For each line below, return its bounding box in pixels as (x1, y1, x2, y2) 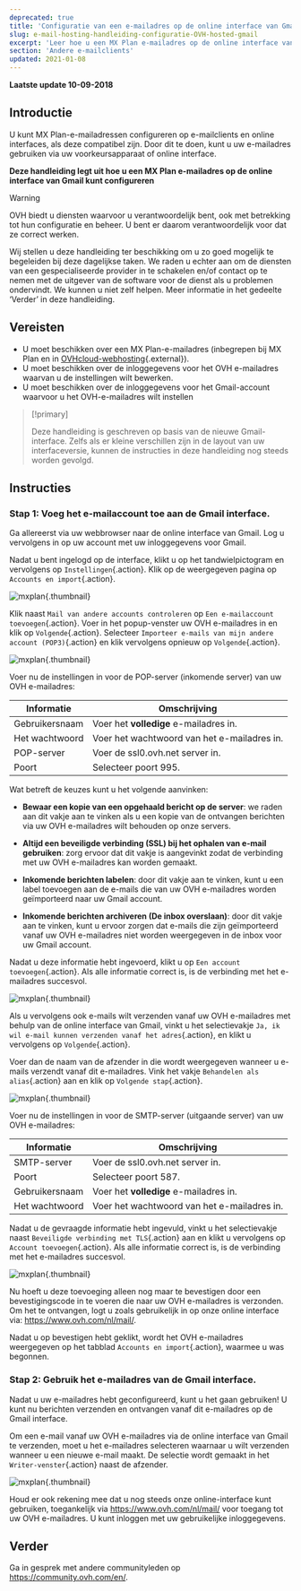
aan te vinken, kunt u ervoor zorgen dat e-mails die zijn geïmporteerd (21, 921, 279, 931)
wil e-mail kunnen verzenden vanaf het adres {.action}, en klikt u (9, 1030, 252, 1041)
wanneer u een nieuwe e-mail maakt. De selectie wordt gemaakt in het (9, 1449, 271, 1460)
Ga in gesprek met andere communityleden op (9, 1562, 181, 1573)
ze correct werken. (9, 229, 79, 239)
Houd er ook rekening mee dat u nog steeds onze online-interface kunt (9, 1493, 271, 1504)
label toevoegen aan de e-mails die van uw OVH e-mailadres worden (21, 884, 277, 895)
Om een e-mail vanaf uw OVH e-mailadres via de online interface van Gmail (9, 1431, 288, 1441)
